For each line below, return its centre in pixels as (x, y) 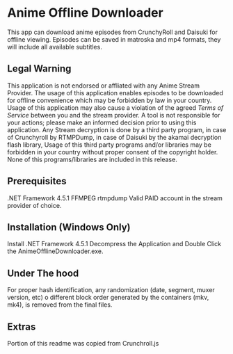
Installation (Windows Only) (69, 227)
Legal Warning (39, 69)
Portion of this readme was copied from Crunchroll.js (83, 343)
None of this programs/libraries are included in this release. (92, 159)
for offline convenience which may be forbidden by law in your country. (110, 100)
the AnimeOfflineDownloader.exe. (55, 251)
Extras (22, 327)
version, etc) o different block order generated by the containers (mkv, (108, 298)
